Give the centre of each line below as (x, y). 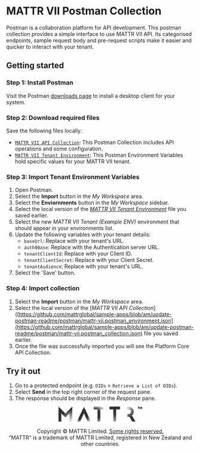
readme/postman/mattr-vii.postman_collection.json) (79, 333)
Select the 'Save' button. (45, 273)
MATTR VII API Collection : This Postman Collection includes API (94, 142)
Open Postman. (34, 190)
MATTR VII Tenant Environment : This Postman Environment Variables (99, 155)
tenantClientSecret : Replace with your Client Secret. (89, 260)
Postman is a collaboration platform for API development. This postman (94, 28)
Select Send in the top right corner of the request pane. (83, 392)
